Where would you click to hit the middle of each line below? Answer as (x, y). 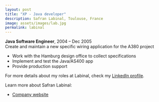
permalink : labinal (25, 28)
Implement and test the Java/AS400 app (53, 61)
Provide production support (40, 67)
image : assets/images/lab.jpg (36, 23)
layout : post (18, 9)
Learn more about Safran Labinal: (38, 85)
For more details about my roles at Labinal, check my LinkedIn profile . (75, 76)
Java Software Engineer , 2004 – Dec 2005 (48, 41)
